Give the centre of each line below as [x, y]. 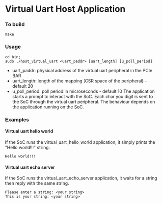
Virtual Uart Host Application [65, 9]
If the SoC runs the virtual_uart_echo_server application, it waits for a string [81, 178]
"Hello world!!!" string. [27, 147]
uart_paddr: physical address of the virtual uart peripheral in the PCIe [82, 70]
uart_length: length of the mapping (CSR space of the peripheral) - [80, 81]
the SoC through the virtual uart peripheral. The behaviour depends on [84, 102]
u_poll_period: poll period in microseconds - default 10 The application [83, 91]
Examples [17, 120]
